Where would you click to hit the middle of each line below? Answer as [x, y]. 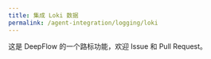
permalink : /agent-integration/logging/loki [83, 23]
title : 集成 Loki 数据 [43, 15]
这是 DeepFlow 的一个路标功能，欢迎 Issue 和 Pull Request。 [107, 46]
